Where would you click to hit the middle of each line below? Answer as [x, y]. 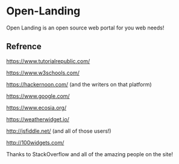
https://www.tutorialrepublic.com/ [48, 61]
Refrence [24, 47]
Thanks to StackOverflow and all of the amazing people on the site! [90, 154]
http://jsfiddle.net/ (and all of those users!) [59, 131]
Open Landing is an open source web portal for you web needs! [85, 28]
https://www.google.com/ [38, 96]
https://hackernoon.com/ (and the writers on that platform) [79, 84]
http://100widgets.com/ [35, 142]
